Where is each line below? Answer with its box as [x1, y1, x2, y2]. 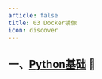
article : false [8, 11, 59, 20]
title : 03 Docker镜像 [8, 19, 77, 27]
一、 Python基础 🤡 [8, 57, 96, 71]
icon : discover [8, 26, 59, 34]
